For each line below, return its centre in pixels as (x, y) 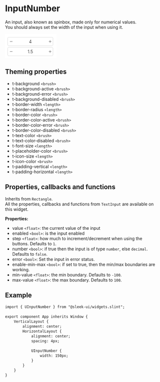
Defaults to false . (30, 254)
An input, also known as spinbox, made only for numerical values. (71, 22)
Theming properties (36, 72)
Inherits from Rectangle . (29, 199)
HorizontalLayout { (42, 332)
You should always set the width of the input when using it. (64, 27)
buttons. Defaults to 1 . (34, 243)
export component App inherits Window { (47, 317)
